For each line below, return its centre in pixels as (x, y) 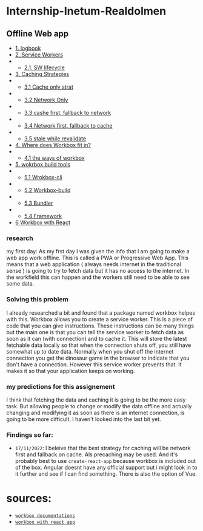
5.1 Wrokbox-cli (43, 177)
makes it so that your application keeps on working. (71, 371)
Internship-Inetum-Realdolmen (86, 11)
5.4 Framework (43, 216)
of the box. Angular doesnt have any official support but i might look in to (106, 468)
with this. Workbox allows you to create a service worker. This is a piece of (99, 319)
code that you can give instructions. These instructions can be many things (100, 326)
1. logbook (28, 48)
